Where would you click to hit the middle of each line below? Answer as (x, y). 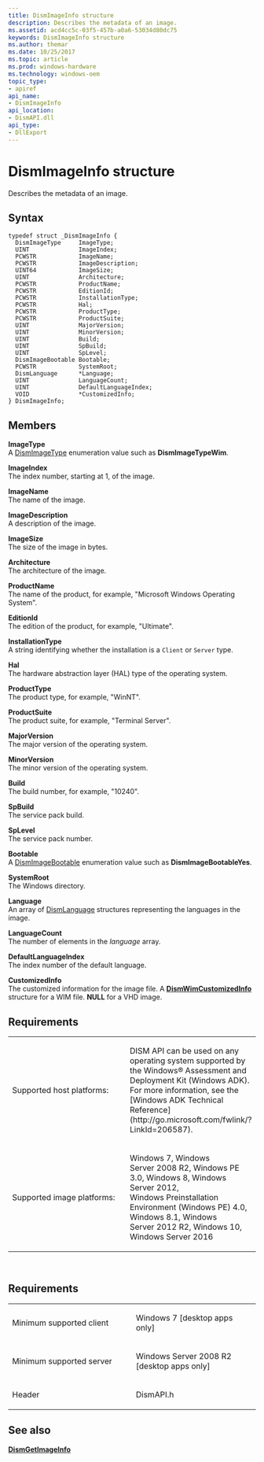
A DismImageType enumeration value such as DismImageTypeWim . (119, 452)
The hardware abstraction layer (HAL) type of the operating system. (118, 674)
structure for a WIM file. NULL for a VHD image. (85, 997)
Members (32, 425)
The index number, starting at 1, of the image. (81, 476)
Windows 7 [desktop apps (185, 1317)
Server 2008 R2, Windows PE (184, 1168)
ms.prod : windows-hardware (52, 67)
